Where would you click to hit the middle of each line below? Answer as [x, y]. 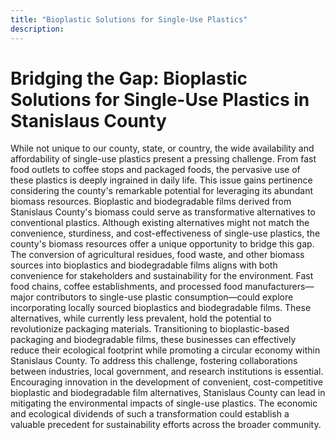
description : [37, 29]
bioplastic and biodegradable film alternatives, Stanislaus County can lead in [168, 393]
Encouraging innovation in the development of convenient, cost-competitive [166, 382]
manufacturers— [279, 287]
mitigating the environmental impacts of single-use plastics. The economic [164, 403]
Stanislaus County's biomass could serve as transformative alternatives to [163, 212]
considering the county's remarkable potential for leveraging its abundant [162, 191]
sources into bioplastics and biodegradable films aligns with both [144, 265]
